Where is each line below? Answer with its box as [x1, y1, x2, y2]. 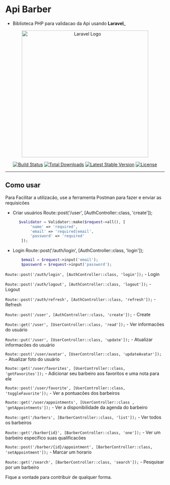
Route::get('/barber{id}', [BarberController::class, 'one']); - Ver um [5, 429, 161, 435]
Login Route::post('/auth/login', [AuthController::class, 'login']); [12, 248, 144, 254]
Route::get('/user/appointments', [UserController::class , [5, 400, 135, 405]
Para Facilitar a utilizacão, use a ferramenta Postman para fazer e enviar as [5, 194, 162, 200]
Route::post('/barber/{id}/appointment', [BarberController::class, [5, 444, 153, 449]
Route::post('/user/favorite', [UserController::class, [5, 386, 125, 391]
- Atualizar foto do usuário [5, 356, 60, 362]
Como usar [5, 181, 41, 190]
